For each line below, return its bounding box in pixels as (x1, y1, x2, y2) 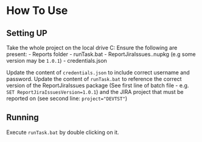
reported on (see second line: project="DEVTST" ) (6, 95, 128, 102)
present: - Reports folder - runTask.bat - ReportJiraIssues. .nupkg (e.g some (6, 51, 196, 58)
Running (6, 112, 40, 122)
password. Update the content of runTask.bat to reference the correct (6, 76, 182, 82)
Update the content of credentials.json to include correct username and (6, 69, 190, 76)
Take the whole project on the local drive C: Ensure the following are (6, 44, 178, 51)
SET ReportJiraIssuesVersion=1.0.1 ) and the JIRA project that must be (6, 88, 184, 95)
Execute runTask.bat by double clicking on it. (6, 129, 120, 136)
